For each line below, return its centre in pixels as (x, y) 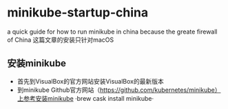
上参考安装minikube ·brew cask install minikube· (85, 98)
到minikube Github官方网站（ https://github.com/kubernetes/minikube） (119, 90)
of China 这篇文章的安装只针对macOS (61, 40)
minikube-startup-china (78, 13)
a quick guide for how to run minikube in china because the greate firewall (112, 32)
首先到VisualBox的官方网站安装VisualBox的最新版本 (90, 81)
